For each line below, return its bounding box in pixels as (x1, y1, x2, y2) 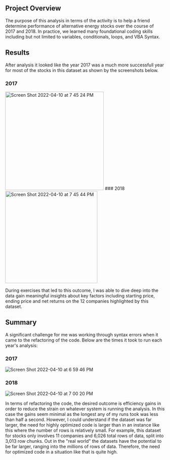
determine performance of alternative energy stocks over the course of (5, 23, 154, 29)
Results (5, 48, 30, 57)
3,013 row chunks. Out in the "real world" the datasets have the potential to (5, 438, 162, 444)
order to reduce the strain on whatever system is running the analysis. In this (5, 406, 165, 412)
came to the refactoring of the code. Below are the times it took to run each (5, 337, 162, 343)
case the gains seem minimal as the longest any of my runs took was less (5, 411, 158, 417)
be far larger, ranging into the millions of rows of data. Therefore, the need (5, 443, 160, 450)
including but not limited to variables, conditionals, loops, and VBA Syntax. (5, 33, 160, 40)
